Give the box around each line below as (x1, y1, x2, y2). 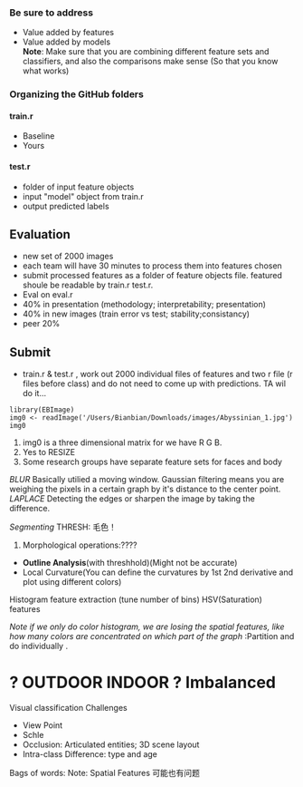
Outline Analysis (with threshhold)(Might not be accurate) (22, 558, 238, 568)
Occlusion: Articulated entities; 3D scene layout (22, 739, 200, 750)
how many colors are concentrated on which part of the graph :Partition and (9, 631, 295, 642)
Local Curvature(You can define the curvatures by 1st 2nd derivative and (22, 567, 294, 578)
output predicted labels (22, 200, 110, 211)
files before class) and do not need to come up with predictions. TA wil (22, 378, 287, 389)
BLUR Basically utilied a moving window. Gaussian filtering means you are (9, 474, 285, 485)
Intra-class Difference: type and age (22, 749, 158, 760)
